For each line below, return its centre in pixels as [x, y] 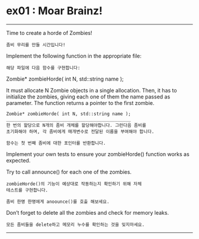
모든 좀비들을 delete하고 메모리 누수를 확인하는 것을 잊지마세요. [76, 224]
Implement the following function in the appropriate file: [74, 56]
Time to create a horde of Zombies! [49, 33]
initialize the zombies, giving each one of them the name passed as [88, 97]
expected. [18, 160]
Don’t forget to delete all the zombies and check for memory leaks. [88, 212]
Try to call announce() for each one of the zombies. [69, 172]
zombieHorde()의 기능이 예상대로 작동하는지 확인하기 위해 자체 [74, 184]
